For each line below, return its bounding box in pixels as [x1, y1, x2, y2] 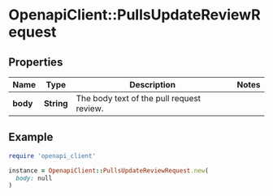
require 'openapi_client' [8, 151, 96, 160]
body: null [15, 174, 53, 182]
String [43, 98, 68, 109]
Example [8, 130, 54, 144]
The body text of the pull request [76, 93, 201, 104]
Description [129, 79, 176, 90]
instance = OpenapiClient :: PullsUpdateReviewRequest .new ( [8, 166, 209, 175]
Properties [8, 55, 63, 69]
